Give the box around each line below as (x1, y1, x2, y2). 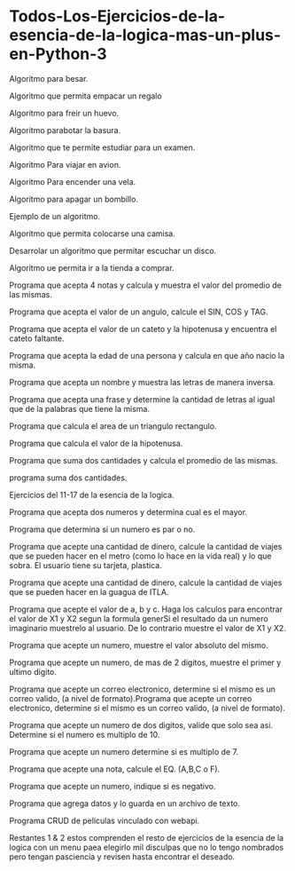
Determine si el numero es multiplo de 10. (9, 729, 160, 740)
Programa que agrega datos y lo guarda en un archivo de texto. (9, 797, 241, 809)
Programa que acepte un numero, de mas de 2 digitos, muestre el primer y (9, 657, 282, 668)
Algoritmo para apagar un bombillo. (9, 194, 139, 204)
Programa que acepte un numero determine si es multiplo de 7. (9, 746, 239, 756)
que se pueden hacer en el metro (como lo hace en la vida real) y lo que (9, 550, 272, 561)
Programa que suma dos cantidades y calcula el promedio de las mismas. (9, 455, 278, 465)
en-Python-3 (9, 44, 108, 64)
